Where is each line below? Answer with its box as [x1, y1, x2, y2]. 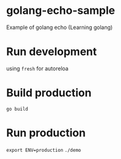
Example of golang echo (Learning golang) [6, 24, 113, 31]
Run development [6, 45, 97, 59]
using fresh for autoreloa [6, 65, 68, 72]
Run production [6, 126, 86, 140]
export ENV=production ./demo [6, 147, 82, 153]
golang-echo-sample [6, 4, 116, 18]
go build [6, 106, 28, 112]
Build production [6, 86, 92, 100]
